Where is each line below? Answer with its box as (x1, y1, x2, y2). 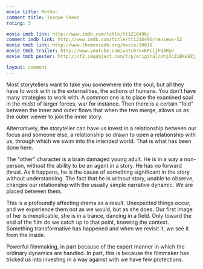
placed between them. (6, 188, 62, 195)
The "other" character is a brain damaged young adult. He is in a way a (6, 155, 183, 163)
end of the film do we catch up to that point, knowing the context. (6, 218, 169, 226)
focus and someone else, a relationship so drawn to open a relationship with (6, 131, 196, 138)
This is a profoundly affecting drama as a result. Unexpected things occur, (6, 199, 191, 206)
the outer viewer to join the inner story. (6, 113, 103, 120)
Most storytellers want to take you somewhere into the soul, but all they (6, 81, 184, 88)
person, (6, 162, 26, 169)
